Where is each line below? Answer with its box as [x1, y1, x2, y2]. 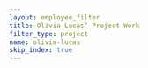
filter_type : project [9, 29, 89, 38]
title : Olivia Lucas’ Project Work [9, 21, 140, 30]
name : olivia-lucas [9, 37, 81, 47]
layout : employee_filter [9, 12, 100, 22]
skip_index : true [9, 46, 73, 55]
